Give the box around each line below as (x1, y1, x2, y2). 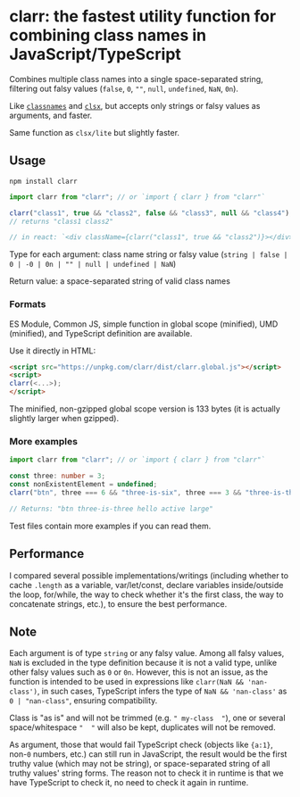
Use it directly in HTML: (9, 345, 96, 356)
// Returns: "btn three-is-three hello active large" (9, 504, 214, 513)
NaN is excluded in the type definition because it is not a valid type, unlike (9, 658, 278, 668)
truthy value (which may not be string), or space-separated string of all (9, 759, 271, 769)
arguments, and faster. (9, 110, 93, 120)
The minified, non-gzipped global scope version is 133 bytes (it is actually (9, 403, 281, 414)
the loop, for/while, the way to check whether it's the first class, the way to (9, 589, 284, 600)
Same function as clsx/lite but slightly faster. (9, 127, 180, 137)
